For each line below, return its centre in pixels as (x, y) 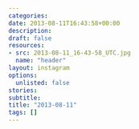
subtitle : (25, 98)
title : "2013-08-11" (43, 105)
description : (30, 30)
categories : (28, 16)
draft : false (30, 38)
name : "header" (41, 61)
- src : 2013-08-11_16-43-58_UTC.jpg (69, 53)
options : (23, 75)
